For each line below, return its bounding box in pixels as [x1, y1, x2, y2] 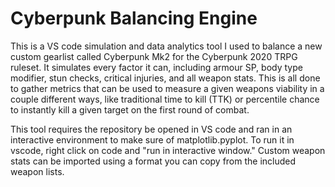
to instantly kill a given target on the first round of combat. [10, 103, 250, 116]
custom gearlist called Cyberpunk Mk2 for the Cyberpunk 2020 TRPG [10, 50, 298, 62]
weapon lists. [10, 165, 65, 177]
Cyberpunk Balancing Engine [10, 7, 258, 30]
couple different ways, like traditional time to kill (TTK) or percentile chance [10, 93, 320, 105]
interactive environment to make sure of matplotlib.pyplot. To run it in [10, 133, 295, 146]
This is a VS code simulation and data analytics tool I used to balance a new [10, 40, 323, 52]
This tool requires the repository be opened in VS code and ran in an [10, 123, 293, 135]
